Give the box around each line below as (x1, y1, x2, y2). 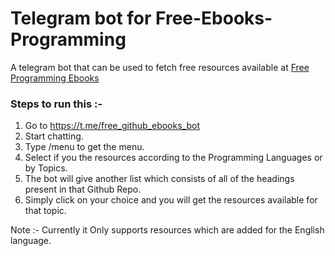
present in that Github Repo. (24, 183, 142, 196)
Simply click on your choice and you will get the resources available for (24, 194, 318, 206)
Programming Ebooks (10, 72, 100, 84)
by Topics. (24, 162, 68, 174)
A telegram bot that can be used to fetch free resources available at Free (10, 61, 310, 73)
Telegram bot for (10, 7, 152, 30)
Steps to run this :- (10, 97, 103, 111)
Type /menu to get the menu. (24, 141, 145, 153)
